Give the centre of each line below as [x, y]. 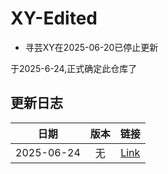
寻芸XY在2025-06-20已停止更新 [91, 47]
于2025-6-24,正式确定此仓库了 [74, 68]
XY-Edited [54, 18]
